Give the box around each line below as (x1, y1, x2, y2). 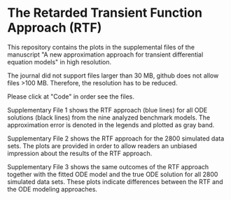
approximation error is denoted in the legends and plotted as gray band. (7, 120, 215, 129)
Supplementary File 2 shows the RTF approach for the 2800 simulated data (7, 134, 225, 143)
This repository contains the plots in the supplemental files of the (7, 43, 195, 51)
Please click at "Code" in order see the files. (7, 92, 135, 101)
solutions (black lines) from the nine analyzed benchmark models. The (7, 113, 211, 122)
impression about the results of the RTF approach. (7, 149, 153, 157)
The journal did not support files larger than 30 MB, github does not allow (7, 71, 219, 80)
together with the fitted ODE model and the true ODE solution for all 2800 (7, 170, 218, 178)
